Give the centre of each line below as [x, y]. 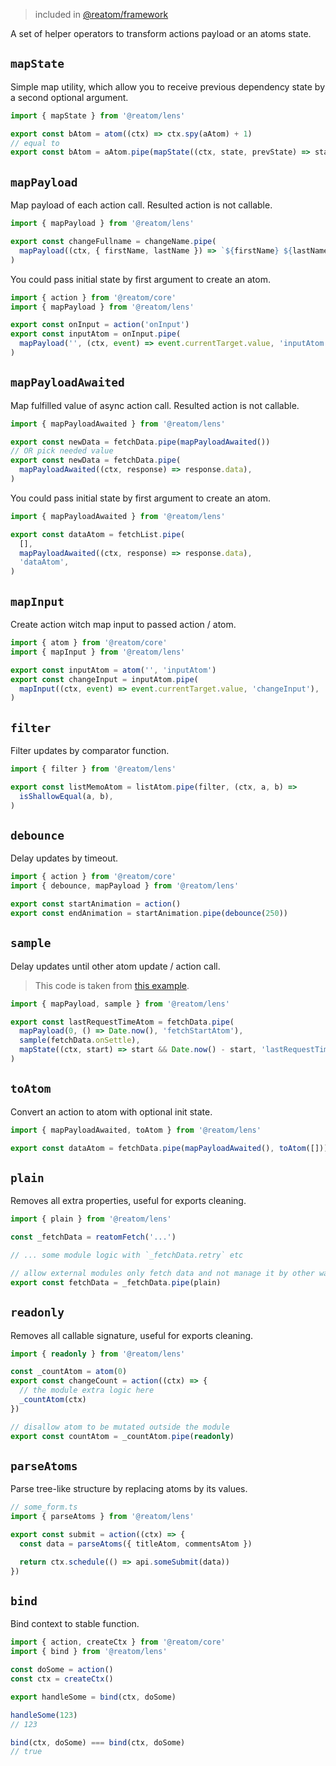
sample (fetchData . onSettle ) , [80, 1040]
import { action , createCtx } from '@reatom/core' [118, 1642]
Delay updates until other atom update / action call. [115, 966]
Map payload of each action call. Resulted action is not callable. [141, 205]
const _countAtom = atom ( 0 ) [69, 1372]
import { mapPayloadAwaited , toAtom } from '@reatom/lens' [136, 1130]
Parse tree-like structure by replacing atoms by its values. [129, 1489]
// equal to [35, 143]
